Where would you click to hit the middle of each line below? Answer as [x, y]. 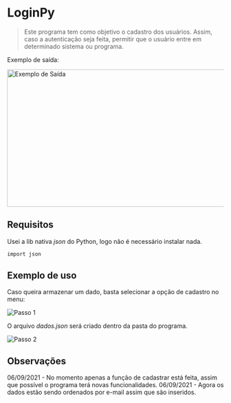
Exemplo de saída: [33, 59]
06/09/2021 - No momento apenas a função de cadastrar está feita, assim [112, 378]
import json [24, 254]
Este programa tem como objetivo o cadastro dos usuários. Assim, [118, 32]
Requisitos [30, 225]
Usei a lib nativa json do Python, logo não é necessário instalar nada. [105, 241]
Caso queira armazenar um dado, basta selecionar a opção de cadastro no [113, 292]
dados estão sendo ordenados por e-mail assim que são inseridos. [102, 392]
